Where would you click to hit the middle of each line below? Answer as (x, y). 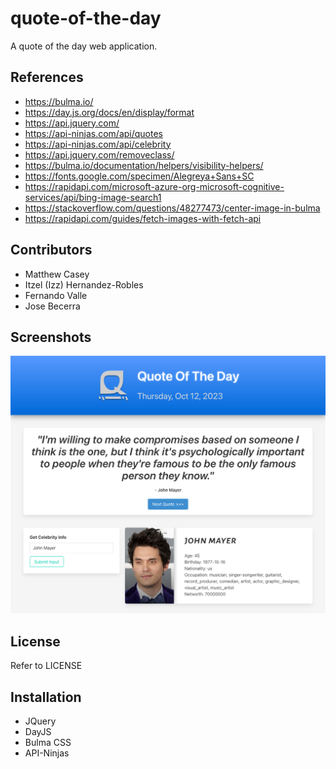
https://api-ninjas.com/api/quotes (94, 133)
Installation (46, 697)
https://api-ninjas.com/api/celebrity (98, 144)
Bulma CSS (48, 742)
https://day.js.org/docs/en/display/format (109, 112)
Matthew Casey (57, 274)
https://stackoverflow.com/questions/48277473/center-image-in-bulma (172, 208)
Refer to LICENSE (46, 666)
